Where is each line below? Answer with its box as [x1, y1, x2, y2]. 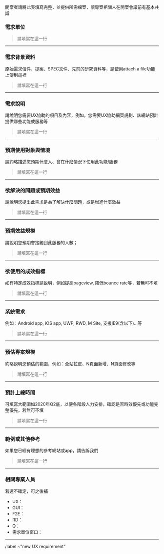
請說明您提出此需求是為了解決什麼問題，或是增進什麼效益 [5, 199, 121, 205]
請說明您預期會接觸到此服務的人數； [5, 239, 78, 245]
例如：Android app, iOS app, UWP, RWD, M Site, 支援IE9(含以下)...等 [5, 320, 143, 326]
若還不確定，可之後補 [5, 488, 48, 494]
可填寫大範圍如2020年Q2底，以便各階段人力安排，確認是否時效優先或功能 [5, 401, 154, 407]
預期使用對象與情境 [5, 147, 50, 153]
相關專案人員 [5, 476, 36, 483]
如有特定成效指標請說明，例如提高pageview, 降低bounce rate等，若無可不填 [5, 280, 158, 286]
